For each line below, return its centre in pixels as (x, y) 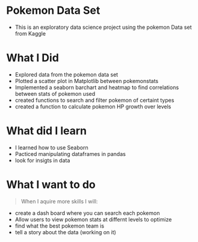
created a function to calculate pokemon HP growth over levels (93, 107)
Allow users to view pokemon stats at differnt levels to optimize (93, 219)
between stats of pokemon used (55, 93)
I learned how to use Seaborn (51, 147)
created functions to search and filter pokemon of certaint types (94, 100)
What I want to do (51, 185)
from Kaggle (30, 33)
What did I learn (47, 131)
